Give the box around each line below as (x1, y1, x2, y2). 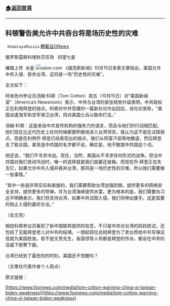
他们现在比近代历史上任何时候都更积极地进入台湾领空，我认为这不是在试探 (5, 129, 160, 135)
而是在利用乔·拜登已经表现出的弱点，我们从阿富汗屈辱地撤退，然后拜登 (14, 135, 162, 142)
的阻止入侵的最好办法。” (5, 201, 54, 208)
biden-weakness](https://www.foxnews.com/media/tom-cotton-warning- (5, 290, 158, 296)
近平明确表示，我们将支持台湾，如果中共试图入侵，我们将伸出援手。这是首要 (5, 195, 165, 201)
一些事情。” (5, 172, 28, 178)
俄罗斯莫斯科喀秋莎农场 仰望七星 (5, 54, 76, 60)
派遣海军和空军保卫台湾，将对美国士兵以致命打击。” (9, 112, 116, 118)
